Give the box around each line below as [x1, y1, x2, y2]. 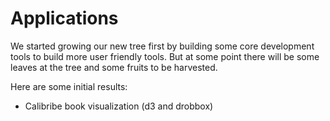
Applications [10, 7, 119, 30]
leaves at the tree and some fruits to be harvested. [10, 61, 218, 73]
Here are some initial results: [10, 80, 128, 92]
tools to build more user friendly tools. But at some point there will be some [10, 50, 320, 62]
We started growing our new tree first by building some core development [10, 40, 315, 52]
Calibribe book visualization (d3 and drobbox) [24, 100, 214, 112]
